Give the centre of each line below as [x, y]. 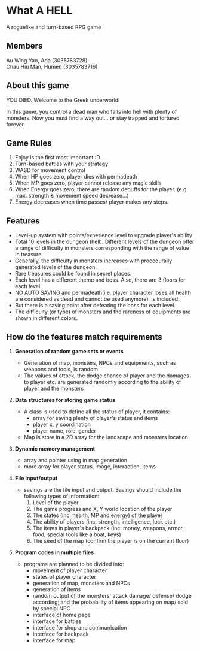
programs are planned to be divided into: [74, 564]
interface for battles [57, 621]
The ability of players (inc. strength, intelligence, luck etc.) [104, 521]
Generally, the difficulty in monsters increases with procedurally [93, 261]
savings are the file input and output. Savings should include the [103, 490]
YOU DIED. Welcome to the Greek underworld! [63, 100]
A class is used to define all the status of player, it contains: [97, 412]
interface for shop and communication [80, 628]
